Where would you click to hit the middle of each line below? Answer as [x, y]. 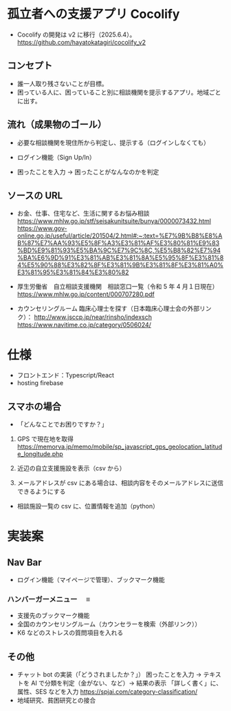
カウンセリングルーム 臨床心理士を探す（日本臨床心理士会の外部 [108, 309]
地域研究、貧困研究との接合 [56, 701]
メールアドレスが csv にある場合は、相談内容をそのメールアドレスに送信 [120, 483]
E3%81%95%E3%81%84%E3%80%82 [73, 272]
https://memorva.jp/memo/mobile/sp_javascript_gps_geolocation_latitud [120, 447]
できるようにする [41, 492]
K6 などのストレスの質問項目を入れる [70, 633]
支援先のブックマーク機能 [53, 616]
